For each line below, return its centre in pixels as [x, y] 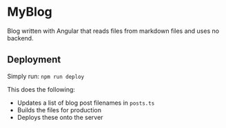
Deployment [34, 60]
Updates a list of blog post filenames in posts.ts [86, 103]
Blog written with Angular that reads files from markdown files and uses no [113, 31]
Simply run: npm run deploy [46, 76]
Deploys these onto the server [60, 117]
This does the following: [41, 89]
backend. [20, 38]
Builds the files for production [59, 110]
